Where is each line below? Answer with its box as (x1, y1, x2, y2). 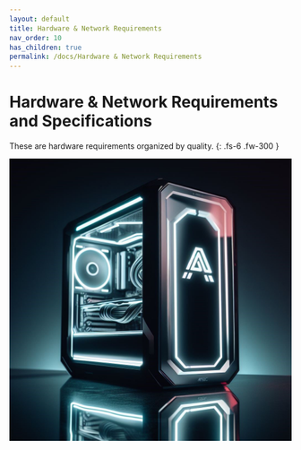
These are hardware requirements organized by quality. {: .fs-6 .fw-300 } (9, 141, 279, 151)
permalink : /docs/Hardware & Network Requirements (9, 52, 202, 62)
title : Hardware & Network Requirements (9, 23, 163, 33)
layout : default (9, 14, 70, 23)
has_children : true (9, 43, 82, 52)
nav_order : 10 (9, 33, 63, 42)
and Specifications (9, 111, 152, 132)
